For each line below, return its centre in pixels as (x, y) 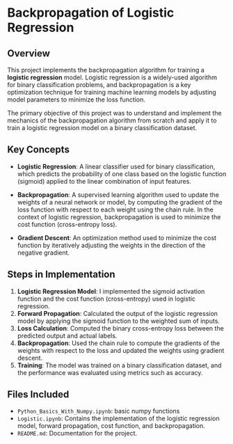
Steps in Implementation (62, 275)
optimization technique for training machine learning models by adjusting (112, 92)
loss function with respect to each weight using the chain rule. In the (115, 209)
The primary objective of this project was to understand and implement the (114, 113)
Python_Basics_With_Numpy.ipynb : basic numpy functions (98, 411)
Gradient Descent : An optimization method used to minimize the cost (117, 237)
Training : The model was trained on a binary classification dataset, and (119, 365)
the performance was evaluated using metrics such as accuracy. (110, 372)
